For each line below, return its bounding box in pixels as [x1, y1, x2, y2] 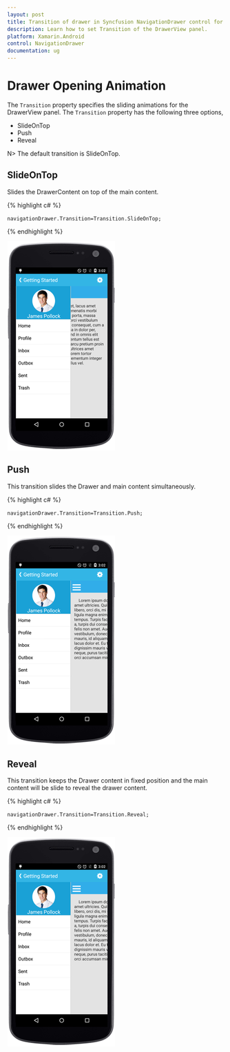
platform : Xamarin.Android [7, 33, 85, 40]
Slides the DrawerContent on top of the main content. [7, 187, 159, 196]
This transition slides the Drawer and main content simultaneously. [7, 482, 196, 491]
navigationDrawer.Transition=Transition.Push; [7, 510, 143, 517]
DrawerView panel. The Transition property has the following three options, [7, 107, 224, 116]
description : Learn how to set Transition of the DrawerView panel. [7, 25, 208, 32]
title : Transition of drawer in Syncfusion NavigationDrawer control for [7, 18, 224, 25]
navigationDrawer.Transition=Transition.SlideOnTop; [7, 215, 162, 222]
